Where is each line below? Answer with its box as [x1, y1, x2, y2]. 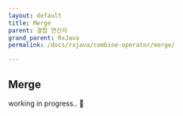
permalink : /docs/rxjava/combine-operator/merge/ [8, 41, 176, 49]
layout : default [8, 11, 62, 20]
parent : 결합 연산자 [8, 26, 68, 34]
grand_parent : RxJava [8, 33, 80, 42]
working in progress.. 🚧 [8, 99, 85, 108]
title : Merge [8, 19, 51, 27]
